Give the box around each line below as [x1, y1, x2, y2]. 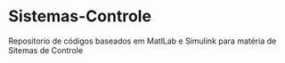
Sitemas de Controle [8, 44, 84, 55]
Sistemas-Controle [8, 6, 152, 27]
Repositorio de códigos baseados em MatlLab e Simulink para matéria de [8, 35, 277, 46]
